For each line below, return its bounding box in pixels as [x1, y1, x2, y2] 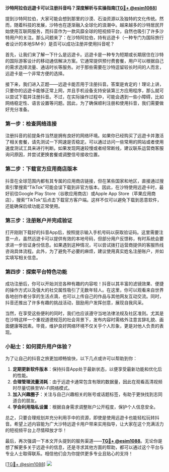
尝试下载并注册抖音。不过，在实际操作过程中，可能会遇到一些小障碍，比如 [9, 94, 164, 100]
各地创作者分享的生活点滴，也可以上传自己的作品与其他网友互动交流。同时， [5, 293, 164, 300]
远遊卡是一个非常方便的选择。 [5, 71, 67, 76]
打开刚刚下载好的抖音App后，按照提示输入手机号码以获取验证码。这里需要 [5, 229, 159, 235]
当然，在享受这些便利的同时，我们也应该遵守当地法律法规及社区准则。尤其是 [5, 310, 164, 317]
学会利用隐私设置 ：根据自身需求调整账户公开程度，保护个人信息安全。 [12, 404, 158, 410]
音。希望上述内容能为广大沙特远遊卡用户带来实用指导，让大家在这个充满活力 [5, 421, 164, 427]
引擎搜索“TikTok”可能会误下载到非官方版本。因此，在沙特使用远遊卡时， [9, 184, 159, 190]
